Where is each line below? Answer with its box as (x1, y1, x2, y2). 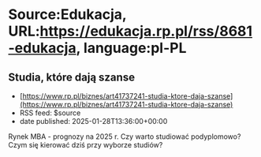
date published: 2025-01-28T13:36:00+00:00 (19, 117, 168, 125)
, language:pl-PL (76, 39, 187, 57)
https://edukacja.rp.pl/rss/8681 (39, 22, 253, 40)
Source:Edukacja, (8, 6, 127, 24)
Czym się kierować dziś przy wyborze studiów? (8, 140, 163, 149)
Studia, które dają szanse (8, 70, 136, 84)
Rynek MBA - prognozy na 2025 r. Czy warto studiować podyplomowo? (8, 132, 241, 141)
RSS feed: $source (19, 108, 81, 118)
